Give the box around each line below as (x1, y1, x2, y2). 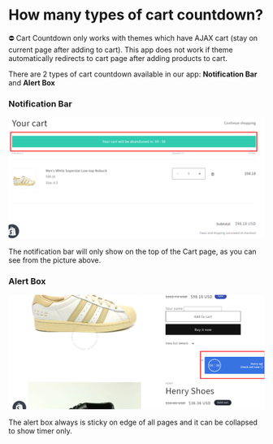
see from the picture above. (8, 255, 102, 265)
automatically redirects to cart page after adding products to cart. (8, 53, 227, 63)
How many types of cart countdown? (8, 6, 264, 24)
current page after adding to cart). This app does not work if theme (8, 45, 233, 54)
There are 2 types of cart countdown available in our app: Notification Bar (8, 69, 258, 79)
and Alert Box (8, 77, 55, 87)
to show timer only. (8, 425, 72, 436)
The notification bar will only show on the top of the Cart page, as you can (8, 246, 258, 257)
